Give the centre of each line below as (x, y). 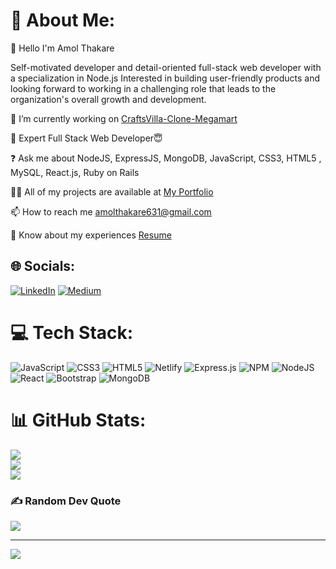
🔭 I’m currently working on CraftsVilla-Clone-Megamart (124, 118)
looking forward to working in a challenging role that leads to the (143, 88)
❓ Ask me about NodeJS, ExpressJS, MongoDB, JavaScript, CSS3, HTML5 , (166, 158)
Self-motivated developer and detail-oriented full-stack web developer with (166, 67)
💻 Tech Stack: (72, 332)
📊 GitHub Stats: (78, 420)
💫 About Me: (63, 20)
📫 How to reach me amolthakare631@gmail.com (111, 211)
